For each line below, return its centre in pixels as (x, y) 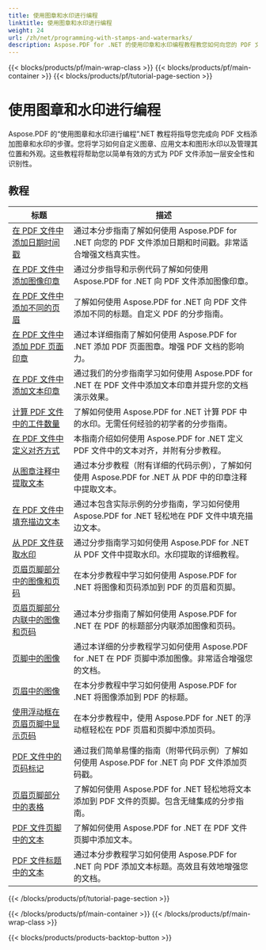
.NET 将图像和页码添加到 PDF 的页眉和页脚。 (157, 587)
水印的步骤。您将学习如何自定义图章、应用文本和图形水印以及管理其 (146, 144)
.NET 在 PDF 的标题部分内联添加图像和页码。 (157, 625)
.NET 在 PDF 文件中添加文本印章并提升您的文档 (161, 385)
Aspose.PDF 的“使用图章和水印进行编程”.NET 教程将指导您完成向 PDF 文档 (129, 134)
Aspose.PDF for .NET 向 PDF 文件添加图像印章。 (163, 280)
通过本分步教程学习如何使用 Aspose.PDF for (156, 854)
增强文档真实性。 (114, 254)
